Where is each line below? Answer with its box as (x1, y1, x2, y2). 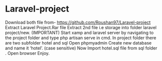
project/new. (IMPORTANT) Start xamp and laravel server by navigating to (5, 30, 154, 35)
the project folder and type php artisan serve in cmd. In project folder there (5, 35, 157, 41)
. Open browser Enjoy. (5, 50, 50, 56)
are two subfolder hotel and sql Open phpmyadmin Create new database (5, 40, 152, 46)
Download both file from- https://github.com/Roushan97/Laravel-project (5, 19, 151, 25)
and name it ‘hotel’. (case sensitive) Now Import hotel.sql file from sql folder (5, 45, 158, 51)
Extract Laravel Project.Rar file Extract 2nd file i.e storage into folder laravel (5, 24, 157, 30)
